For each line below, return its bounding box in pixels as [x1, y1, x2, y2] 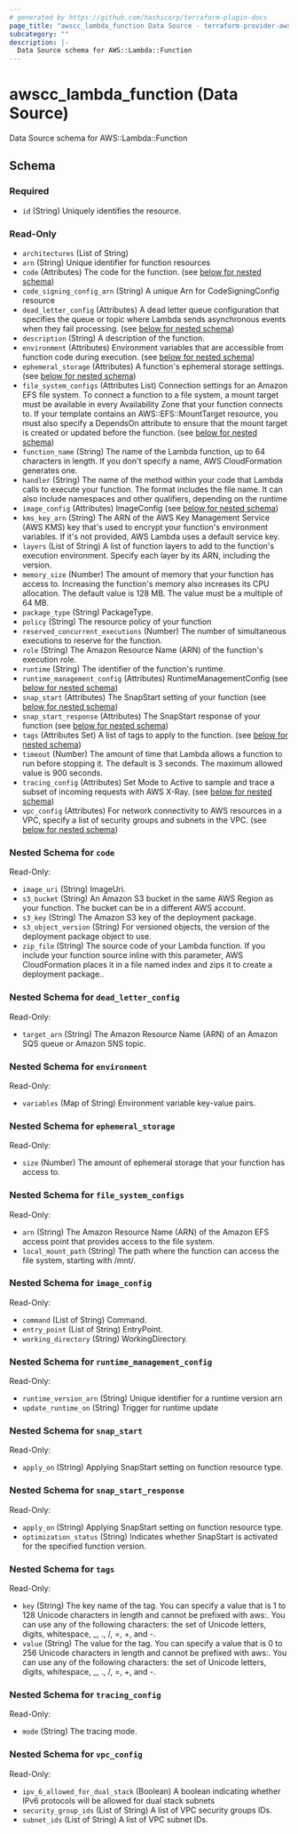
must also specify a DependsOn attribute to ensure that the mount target [21, 418, 288, 429]
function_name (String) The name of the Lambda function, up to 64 [21, 446, 266, 457]
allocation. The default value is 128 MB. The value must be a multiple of [21, 588, 284, 599]
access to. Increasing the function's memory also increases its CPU [21, 579, 270, 590]
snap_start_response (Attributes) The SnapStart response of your [21, 711, 262, 721]
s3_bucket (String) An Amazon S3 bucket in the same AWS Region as [21, 893, 274, 904]
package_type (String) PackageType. [21, 607, 153, 618]
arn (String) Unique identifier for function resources [21, 257, 211, 268]
